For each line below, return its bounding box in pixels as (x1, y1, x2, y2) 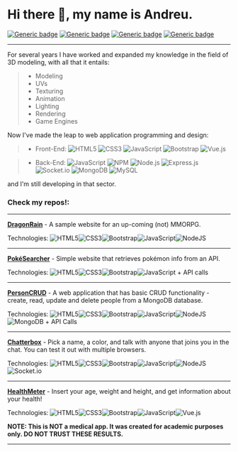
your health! (7, 394, 42, 404)
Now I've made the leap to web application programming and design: (7, 131, 209, 139)
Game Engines (35, 117, 78, 125)
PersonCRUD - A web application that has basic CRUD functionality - (7, 289, 210, 297)
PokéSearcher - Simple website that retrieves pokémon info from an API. (7, 254, 221, 263)
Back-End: (35, 158, 66, 166)
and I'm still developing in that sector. (7, 179, 117, 188)
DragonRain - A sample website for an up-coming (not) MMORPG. (7, 220, 201, 229)
